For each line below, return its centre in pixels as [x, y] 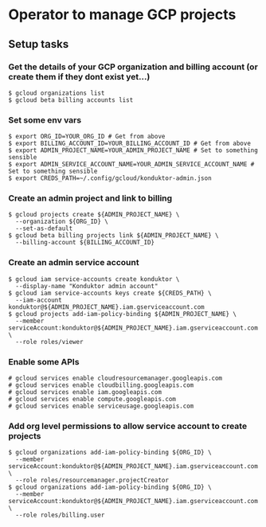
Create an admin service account [74, 263]
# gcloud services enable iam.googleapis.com [85, 392]
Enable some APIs [44, 361]
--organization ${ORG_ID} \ [62, 222]
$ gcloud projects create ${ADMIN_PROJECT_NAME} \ [94, 215]
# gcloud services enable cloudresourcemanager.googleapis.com [115, 379]
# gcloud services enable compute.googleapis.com [92, 400]
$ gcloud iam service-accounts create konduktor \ [94, 279]
